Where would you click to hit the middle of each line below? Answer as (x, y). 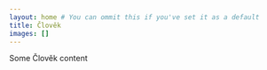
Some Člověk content (48, 59)
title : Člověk (35, 25)
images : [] (29, 33)
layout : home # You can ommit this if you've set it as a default (134, 17)
